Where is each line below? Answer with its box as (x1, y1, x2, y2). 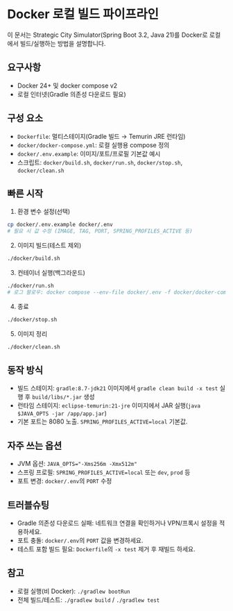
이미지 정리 (17, 329, 48, 337)
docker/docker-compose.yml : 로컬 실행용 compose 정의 (17, 140, 170, 149)
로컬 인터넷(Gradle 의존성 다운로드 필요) (17, 90, 126, 98)
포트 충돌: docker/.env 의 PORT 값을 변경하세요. (17, 536, 144, 544)
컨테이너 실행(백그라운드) (17, 269, 85, 276)
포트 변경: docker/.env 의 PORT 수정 (17, 477, 112, 485)
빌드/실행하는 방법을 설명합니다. (19, 39, 106, 47)
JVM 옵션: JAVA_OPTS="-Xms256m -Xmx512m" (17, 460, 137, 468)
